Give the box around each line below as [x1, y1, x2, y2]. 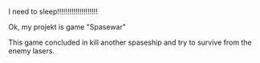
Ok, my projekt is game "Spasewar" [8, 22, 126, 31]
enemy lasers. [8, 46, 55, 55]
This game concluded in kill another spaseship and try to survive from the [8, 37, 252, 47]
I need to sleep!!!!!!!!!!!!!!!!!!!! [8, 7, 98, 16]
